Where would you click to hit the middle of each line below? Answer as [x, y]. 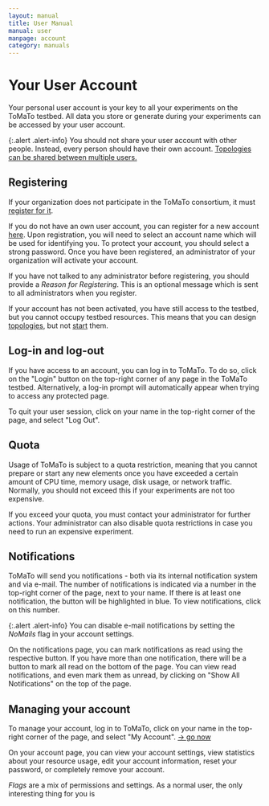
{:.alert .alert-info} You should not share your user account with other [123, 141]
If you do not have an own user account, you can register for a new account [134, 226]
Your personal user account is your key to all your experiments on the [123, 108]
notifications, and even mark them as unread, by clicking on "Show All [124, 675]
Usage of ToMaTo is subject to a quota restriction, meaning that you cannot [133, 464]
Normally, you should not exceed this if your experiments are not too [122, 490]
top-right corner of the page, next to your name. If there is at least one [125, 593]
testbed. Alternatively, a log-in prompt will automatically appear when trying [134, 387]
